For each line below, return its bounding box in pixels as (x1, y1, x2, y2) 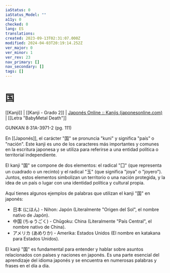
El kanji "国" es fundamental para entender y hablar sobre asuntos (5, 246, 144, 252)
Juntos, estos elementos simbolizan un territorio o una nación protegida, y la (5, 174, 165, 180)
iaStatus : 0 (5, 7, 30, 13)
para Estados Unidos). (12, 235, 59, 241)
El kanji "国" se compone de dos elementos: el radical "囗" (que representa (5, 162, 162, 168)
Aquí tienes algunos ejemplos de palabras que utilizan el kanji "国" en (5, 190, 151, 196)
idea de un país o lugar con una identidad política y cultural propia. (5, 179, 145, 186)
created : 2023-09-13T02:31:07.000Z (5, 36, 81, 41)
